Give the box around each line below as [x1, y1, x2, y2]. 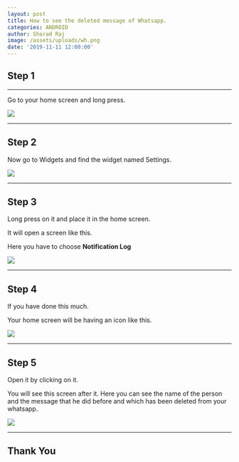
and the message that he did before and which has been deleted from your [7, 397, 227, 406]
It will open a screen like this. [7, 229, 92, 237]
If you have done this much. [7, 302, 89, 311]
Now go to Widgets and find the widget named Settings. [7, 155, 172, 164]
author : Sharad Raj [7, 30, 65, 38]
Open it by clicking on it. [7, 376, 78, 384]
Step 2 [7, 136, 37, 148]
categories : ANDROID [7, 24, 69, 31]
